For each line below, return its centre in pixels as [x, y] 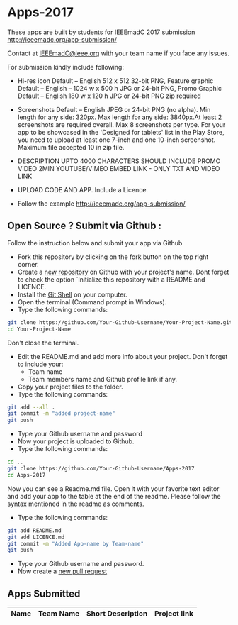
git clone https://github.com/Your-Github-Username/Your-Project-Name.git [120, 322]
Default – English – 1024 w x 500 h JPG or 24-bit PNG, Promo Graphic [119, 88]
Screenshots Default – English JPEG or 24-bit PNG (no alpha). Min [114, 109]
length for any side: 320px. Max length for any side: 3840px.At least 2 [120, 117]
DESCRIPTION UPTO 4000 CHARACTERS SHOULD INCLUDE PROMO [119, 161]
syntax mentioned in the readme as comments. [76, 504]
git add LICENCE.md [36, 537]
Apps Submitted [44, 593]
